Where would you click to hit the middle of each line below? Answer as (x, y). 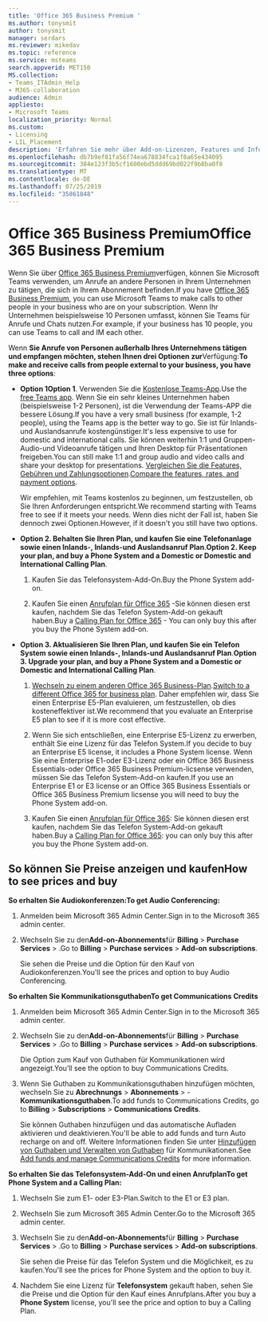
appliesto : (26, 105)
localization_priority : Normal (60, 120)
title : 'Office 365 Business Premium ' (75, 16)
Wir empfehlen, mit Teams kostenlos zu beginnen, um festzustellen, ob (136, 497)
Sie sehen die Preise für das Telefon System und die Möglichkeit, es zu (136, 1262)
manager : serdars (37, 38)
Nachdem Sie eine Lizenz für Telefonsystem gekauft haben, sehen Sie (136, 1286)
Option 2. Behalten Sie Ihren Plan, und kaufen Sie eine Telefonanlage (136, 538)
